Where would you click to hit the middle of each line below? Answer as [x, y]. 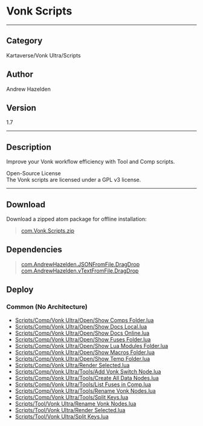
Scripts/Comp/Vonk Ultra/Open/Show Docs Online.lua [82, 333]
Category [24, 41]
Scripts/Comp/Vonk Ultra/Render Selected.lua [72, 365]
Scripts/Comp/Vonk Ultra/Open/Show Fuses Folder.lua [83, 339]
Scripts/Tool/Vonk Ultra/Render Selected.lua [70, 410]
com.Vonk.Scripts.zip [47, 231]
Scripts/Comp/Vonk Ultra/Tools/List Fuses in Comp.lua [83, 384]
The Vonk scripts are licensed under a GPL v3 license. [74, 180]
